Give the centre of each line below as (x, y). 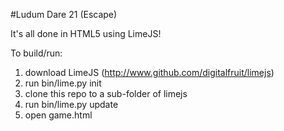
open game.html (58, 115)
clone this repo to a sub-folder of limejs (106, 93)
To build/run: (36, 53)
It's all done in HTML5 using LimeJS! (86, 33)
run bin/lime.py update (71, 104)
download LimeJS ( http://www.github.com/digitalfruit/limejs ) (149, 72)
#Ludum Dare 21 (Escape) (64, 14)
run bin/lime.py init (63, 83)
